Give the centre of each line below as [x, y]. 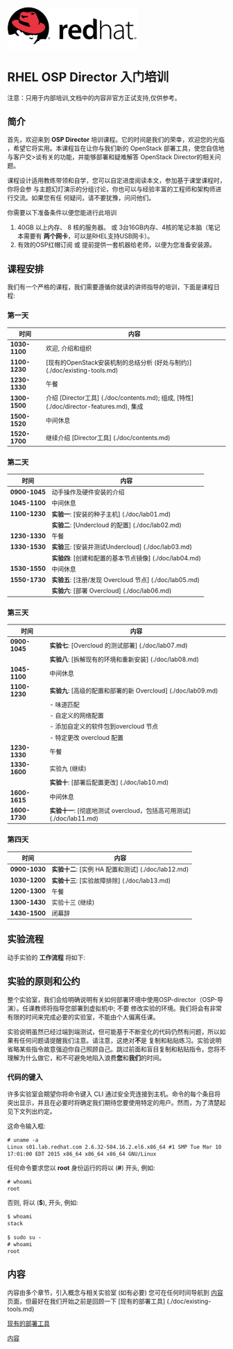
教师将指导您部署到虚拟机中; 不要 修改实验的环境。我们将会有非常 [128, 1008]
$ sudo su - [24, 1237]
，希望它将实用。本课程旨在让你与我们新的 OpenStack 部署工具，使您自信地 [116, 148]
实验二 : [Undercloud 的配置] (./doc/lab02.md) [116, 525]
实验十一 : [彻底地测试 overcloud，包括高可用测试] [120, 810]
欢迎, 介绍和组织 [69, 348]
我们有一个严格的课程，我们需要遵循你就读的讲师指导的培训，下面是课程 [110, 287]
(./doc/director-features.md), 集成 [95, 407]
